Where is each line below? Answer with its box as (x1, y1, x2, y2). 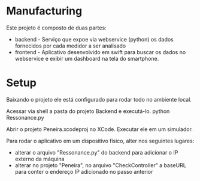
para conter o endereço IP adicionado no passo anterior (14, 168, 153, 175)
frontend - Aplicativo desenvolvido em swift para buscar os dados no (14, 48, 186, 55)
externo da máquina (14, 155, 65, 162)
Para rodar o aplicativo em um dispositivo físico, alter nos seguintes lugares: (6, 137, 195, 144)
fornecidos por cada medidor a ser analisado (14, 42, 126, 49)
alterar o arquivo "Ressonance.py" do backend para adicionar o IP (14, 149, 178, 156)
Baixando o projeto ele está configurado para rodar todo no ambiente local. (6, 96, 192, 103)
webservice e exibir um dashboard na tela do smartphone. (14, 55, 159, 62)
